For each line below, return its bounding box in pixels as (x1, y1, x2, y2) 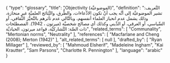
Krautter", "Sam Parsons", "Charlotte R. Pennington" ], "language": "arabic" (6, 47, 163, 53)
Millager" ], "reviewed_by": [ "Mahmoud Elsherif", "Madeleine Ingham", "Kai (6, 42, 163, 47)
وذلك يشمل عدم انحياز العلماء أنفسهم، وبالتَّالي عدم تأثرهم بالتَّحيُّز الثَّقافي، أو (6, 15, 148, 21)
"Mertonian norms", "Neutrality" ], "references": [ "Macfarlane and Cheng (6, 31, 160, 37)
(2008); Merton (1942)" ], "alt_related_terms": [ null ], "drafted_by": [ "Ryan (6, 36, 162, 42)
